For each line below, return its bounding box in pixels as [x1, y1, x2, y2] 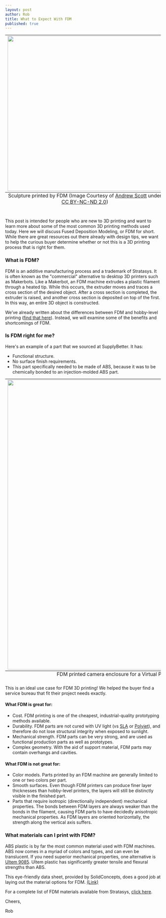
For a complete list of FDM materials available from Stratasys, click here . [5, 889, 153, 895]
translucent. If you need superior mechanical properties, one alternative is [5, 853, 156, 859]
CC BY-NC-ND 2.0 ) [61, 198, 109, 205]
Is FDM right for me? [5, 332, 55, 339]
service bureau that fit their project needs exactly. [5, 690, 107, 696]
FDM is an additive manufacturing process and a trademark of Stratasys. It [5, 268, 157, 274]
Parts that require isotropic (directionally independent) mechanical [12, 798, 147, 804]
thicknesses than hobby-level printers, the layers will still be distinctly [12, 787, 154, 794]
